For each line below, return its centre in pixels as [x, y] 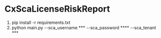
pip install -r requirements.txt [41, 22]
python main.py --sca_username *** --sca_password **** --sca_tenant [84, 27]
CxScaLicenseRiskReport [57, 9]
